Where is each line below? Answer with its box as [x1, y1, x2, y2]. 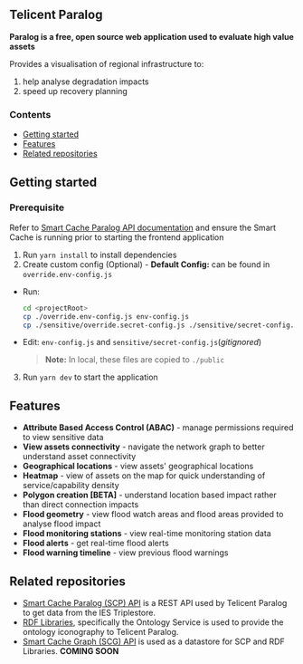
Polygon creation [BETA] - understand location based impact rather [22, 489, 278, 501]
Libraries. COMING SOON [22, 646, 119, 657]
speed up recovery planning [22, 85, 128, 96]
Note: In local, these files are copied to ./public [44, 354, 224, 365]
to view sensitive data [22, 432, 104, 443]
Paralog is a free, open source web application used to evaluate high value [9, 31, 294, 42]
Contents [9, 108, 52, 120]
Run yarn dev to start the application [22, 371, 158, 383]
